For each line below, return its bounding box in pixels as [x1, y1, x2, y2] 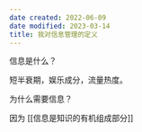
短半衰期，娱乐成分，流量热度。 [9, 75, 128, 85]
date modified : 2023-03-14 [9, 22, 111, 31]
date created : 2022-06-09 [9, 13, 106, 22]
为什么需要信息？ [9, 93, 73, 104]
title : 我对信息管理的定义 [9, 30, 99, 39]
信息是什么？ [9, 56, 57, 66]
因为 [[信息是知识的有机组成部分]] [9, 113, 134, 124]
